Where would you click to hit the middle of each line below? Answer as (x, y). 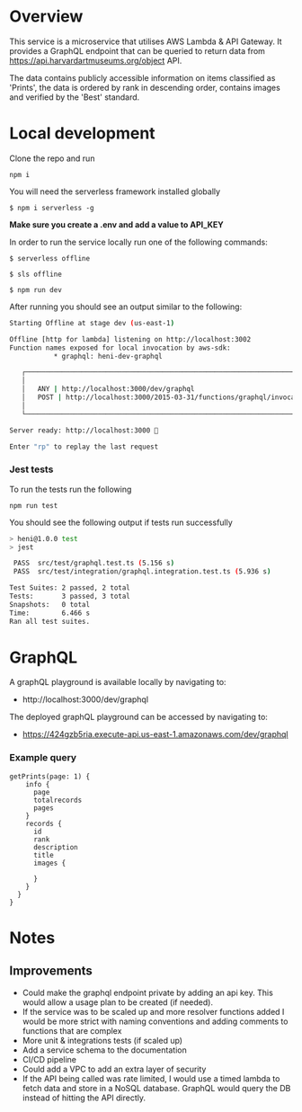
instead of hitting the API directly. (84, 1098)
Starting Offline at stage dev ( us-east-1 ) (92, 323)
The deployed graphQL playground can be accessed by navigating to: (138, 717)
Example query (43, 758)
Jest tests (31, 469)
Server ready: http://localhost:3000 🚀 (84, 430)
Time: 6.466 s (50, 613)
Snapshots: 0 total (50, 604)
